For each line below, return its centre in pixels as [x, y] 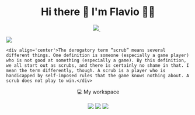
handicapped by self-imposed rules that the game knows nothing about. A [98, 76]
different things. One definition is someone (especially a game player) [98, 55]
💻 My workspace [98, 92]
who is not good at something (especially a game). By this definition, [96, 60]
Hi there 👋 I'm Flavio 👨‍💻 [98, 12]
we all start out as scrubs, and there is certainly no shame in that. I [98, 65]
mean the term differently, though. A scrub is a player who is [86, 70]
